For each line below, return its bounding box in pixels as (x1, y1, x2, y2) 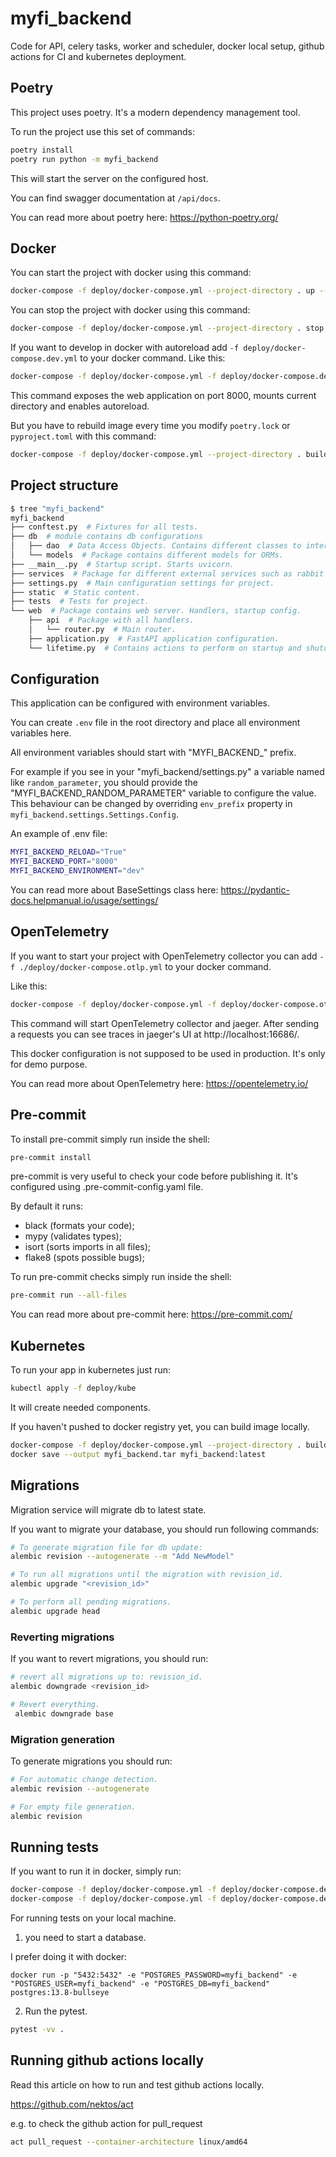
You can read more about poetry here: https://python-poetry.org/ (10, 211, 279, 223)
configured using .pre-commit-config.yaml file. (10, 1181, 204, 1193)
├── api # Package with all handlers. (28, 615, 195, 626)
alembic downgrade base (14, 1708, 114, 1719)
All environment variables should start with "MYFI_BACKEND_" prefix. (10, 747, 297, 759)
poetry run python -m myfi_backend (10, 154, 159, 164)
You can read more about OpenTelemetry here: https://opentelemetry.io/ (10, 1077, 309, 1089)
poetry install (10, 145, 74, 155)
